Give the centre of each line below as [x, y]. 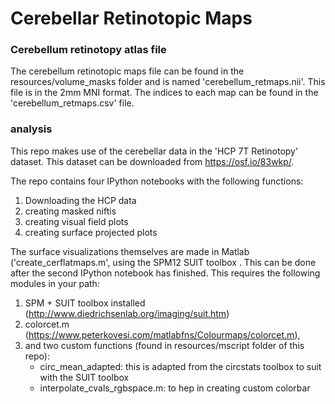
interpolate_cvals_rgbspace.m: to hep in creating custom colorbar [175, 388]
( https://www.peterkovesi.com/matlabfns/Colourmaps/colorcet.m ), [162, 334]
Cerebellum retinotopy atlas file [88, 50]
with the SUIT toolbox [84, 377]
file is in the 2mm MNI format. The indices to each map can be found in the [164, 93]
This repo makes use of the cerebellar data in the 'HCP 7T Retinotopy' [154, 151]
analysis [31, 129]
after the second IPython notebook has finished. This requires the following [165, 273]
